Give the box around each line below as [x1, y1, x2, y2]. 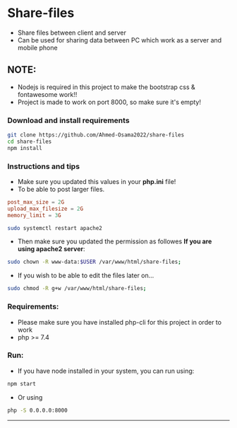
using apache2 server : [17, 245, 85, 253]
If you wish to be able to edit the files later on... [17, 271, 154, 280]
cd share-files [7, 138, 52, 145]
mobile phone [17, 43, 58, 52]
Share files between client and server [17, 28, 127, 37]
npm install [7, 144, 42, 151]
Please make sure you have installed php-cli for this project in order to [17, 318, 222, 326]
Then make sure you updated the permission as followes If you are [17, 237, 212, 245]
